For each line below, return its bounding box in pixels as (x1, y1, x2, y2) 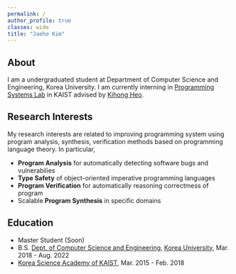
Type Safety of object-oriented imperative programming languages (17, 173, 215, 182)
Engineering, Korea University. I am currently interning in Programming (7, 83, 215, 92)
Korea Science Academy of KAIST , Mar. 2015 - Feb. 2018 (17, 258, 185, 267)
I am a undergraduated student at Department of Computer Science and (7, 75, 219, 84)
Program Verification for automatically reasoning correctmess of (17, 181, 209, 190)
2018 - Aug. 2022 (17, 251, 70, 259)
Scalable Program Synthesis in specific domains (17, 196, 161, 204)
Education (7, 217, 54, 229)
